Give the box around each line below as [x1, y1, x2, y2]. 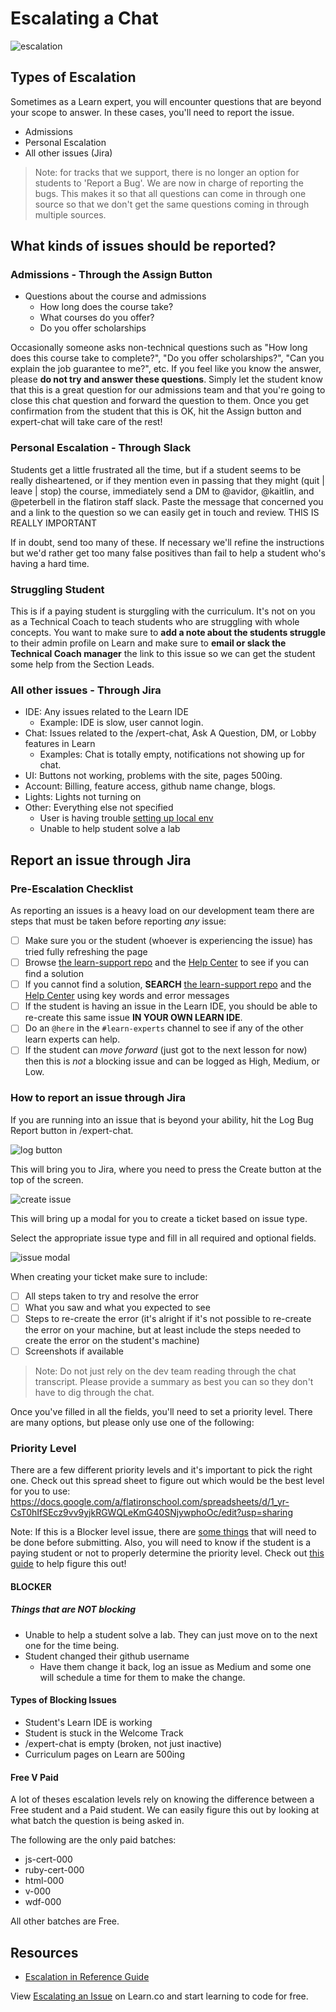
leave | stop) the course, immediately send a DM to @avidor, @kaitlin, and [10, 485, 315, 497]
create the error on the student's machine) [24, 1334, 200, 1346]
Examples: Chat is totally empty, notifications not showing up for [39, 748, 305, 761]
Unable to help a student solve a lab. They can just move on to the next [24, 1628, 318, 1641]
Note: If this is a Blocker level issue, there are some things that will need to [10, 1526, 317, 1538]
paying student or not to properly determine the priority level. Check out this [10, 1547, 325, 1559]
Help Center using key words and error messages [24, 990, 230, 1002]
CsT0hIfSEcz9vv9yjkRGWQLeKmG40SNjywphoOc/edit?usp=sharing [10, 1507, 293, 1519]
